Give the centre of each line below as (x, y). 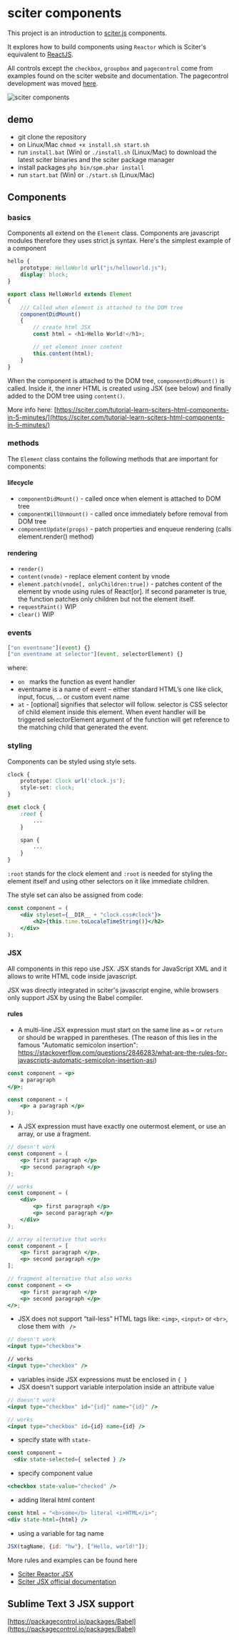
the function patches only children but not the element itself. (106, 599)
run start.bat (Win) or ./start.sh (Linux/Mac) (86, 175)
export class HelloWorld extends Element (70, 294)
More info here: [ (32, 409)
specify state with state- (54, 1440)
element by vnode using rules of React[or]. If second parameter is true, (122, 591)
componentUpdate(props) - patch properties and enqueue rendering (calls (124, 529)
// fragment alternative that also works (70, 1279)
